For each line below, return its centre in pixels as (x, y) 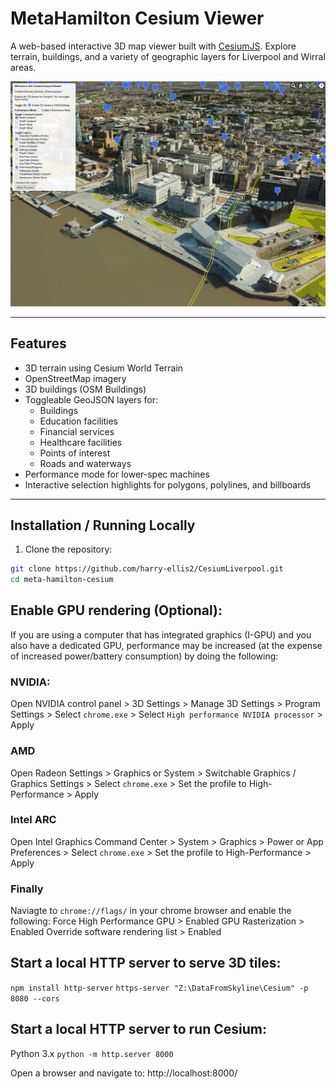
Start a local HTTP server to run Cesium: (138, 1029)
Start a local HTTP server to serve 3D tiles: (146, 963)
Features (38, 343)
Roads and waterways (85, 463)
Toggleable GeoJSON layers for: (91, 399)
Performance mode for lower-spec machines (117, 474)
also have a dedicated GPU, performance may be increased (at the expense (166, 645)
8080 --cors (35, 998)
